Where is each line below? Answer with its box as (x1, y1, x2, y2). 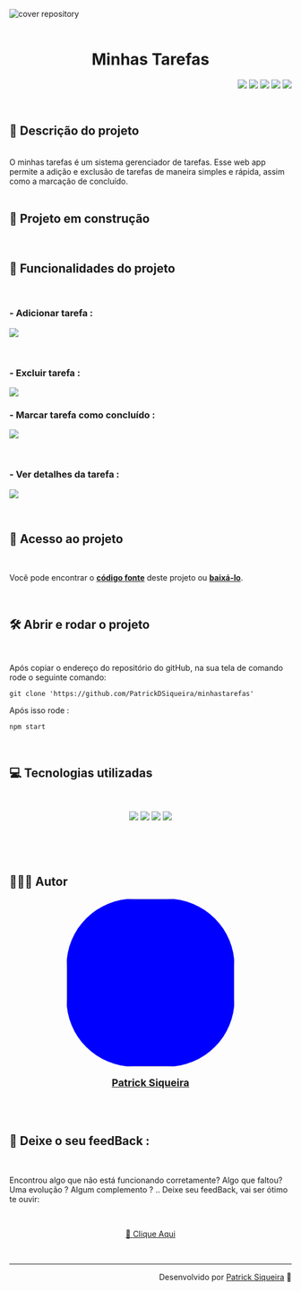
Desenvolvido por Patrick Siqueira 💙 (159, 1271, 292, 1282)
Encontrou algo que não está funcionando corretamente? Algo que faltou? (9, 1175, 283, 1185)
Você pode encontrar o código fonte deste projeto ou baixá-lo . (9, 572, 244, 583)
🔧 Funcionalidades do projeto (9, 261, 176, 276)
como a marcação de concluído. (9, 176, 128, 186)
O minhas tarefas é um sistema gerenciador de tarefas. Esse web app (9, 157, 266, 168)
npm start (9, 722, 47, 732)
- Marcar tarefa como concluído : (9, 409, 156, 421)
